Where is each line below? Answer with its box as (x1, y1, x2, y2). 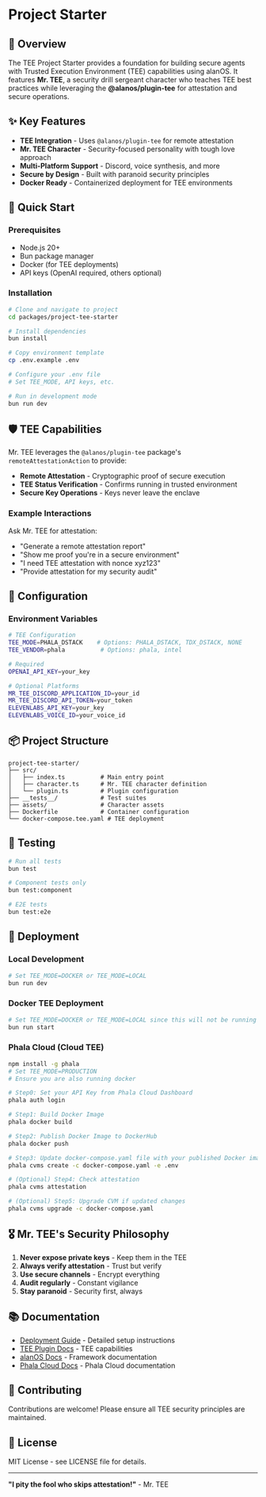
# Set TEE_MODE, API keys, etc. (8, 378, 115, 386)
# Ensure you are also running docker (8, 1075, 136, 1083)
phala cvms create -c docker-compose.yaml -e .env (8, 1161, 179, 1170)
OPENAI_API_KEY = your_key (8, 667, 90, 675)
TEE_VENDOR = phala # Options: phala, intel (8, 646, 182, 655)
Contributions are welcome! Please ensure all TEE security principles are (8, 1404, 245, 1414)
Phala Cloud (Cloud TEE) (8, 1042, 104, 1053)
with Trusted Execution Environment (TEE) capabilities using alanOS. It (8, 67, 238, 76)
